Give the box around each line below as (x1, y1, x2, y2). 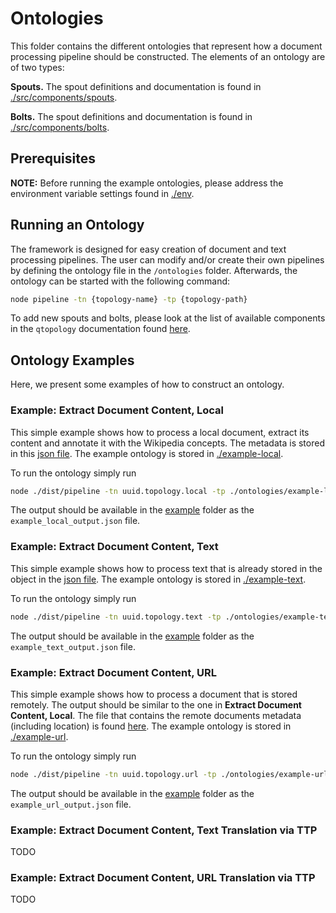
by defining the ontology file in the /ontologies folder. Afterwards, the (10, 264, 298, 276)
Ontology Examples (10, 352, 135, 369)
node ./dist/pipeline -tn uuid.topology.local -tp (10, 486, 226, 496)
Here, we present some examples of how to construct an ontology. (10, 378, 285, 391)
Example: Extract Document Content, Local (10, 403, 225, 417)
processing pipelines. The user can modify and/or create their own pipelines (10, 253, 325, 266)
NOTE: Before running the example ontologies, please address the (10, 177, 284, 189)
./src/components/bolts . (10, 121, 110, 133)
